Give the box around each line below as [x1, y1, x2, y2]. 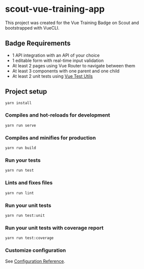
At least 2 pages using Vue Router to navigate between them [12, 62, 135, 68]
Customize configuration [5, 247, 66, 254]
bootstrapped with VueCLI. [5, 25, 60, 30]
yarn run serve [5, 123, 36, 128]
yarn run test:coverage [5, 236, 54, 240]
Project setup [5, 88, 48, 96]
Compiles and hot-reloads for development [5, 112, 111, 119]
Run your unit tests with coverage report [5, 224, 104, 231]
